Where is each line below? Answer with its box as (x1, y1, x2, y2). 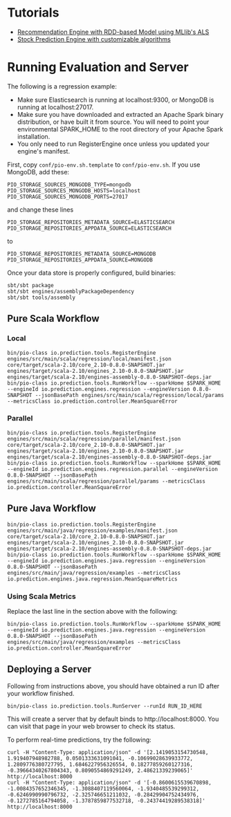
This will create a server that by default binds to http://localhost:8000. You (7, 715, 219, 723)
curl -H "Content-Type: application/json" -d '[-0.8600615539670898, (7, 779, 212, 786)
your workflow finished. (7, 689, 75, 697)
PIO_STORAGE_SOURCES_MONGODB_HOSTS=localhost (7, 187, 140, 194)
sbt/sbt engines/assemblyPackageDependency (7, 288, 135, 295)
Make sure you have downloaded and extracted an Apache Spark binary (17, 110, 223, 118)
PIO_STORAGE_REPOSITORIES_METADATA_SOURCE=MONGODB (7, 250, 156, 257)
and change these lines (7, 205, 74, 214)
